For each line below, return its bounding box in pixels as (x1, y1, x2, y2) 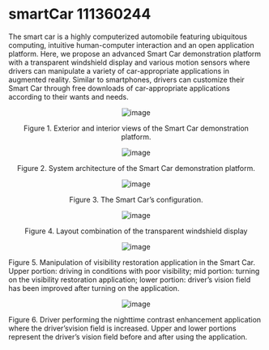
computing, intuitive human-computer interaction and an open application (8, 40, 255, 49)
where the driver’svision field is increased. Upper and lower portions (8, 323, 237, 333)
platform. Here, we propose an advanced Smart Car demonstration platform (8, 49, 262, 58)
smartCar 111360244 (8, 5, 152, 23)
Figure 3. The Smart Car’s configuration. (69, 194, 203, 204)
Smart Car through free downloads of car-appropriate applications (8, 83, 231, 93)
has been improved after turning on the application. (8, 283, 180, 292)
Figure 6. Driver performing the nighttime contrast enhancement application (8, 314, 262, 324)
